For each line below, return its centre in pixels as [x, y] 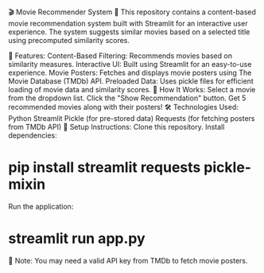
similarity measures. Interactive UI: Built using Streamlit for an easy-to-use [130, 64]
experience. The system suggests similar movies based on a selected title [129, 32]
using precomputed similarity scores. [69, 40]
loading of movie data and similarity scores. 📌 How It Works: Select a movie [132, 90]
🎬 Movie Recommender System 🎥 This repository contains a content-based [132, 12]
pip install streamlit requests [105, 168]
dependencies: [33, 135]
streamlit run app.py [77, 239]
